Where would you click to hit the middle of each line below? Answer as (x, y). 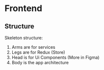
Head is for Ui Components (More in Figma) (55, 57)
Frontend (23, 8)
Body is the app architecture (40, 63)
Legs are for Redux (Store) (38, 52)
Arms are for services (33, 47)
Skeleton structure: (24, 38)
